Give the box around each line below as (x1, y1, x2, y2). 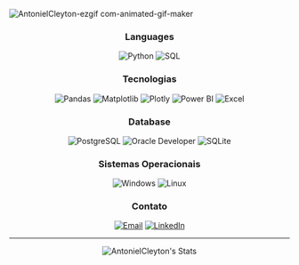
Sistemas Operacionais (98, 157, 201, 170)
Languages (124, 30, 175, 43)
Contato (132, 200, 167, 213)
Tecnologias (122, 73, 177, 85)
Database (128, 116, 171, 128)
